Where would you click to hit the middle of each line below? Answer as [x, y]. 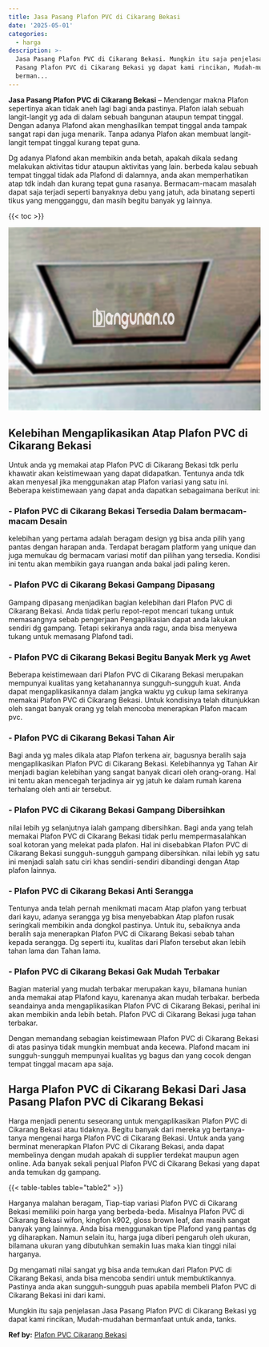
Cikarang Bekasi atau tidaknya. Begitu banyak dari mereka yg [109, 1129]
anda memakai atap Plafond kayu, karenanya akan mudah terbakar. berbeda [134, 998]
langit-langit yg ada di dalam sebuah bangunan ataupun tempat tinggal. [126, 117]
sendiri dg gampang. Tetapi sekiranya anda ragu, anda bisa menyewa [123, 628]
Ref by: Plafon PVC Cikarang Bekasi [68, 1334]
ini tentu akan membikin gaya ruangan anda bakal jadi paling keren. [119, 564]
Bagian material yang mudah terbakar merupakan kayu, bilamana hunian [128, 989]
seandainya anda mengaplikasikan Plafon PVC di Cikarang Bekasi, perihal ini [134, 1006]
